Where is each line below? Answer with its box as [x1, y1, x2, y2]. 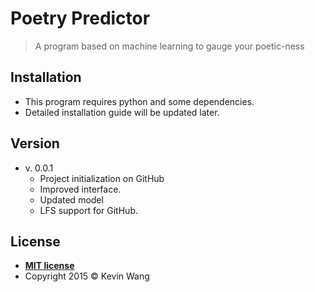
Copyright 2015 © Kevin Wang [24, 270, 150, 282]
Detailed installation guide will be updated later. [24, 106, 220, 118]
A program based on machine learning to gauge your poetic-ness [34, 40, 305, 52]
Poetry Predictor [10, 7, 151, 30]
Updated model [39, 193, 104, 206]
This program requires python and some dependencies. [24, 95, 255, 107]
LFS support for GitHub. [39, 204, 138, 216]
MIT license [24, 260, 75, 272]
